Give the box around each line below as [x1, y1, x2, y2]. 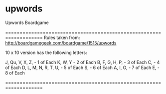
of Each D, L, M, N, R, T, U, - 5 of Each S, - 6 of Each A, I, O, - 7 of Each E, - [5, 64, 160, 70]
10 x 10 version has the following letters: [5, 49, 87, 55]
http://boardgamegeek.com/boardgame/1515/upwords [5, 39, 117, 45]
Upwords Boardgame [5, 19, 49, 25]
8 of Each [5, 69, 25, 75]
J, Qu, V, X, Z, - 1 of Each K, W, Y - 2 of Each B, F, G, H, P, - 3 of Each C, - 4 [5, 59, 160, 65]
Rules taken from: [44, 34, 80, 40]
